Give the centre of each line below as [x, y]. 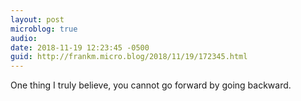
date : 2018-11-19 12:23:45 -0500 [80, 47]
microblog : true [44, 29]
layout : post [37, 19]
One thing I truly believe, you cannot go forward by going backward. [151, 85]
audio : [24, 38]
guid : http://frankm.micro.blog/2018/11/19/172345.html [129, 57]
